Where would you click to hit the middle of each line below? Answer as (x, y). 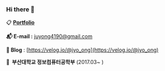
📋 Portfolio (20, 22)
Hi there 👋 (21, 9)
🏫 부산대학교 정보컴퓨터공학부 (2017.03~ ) (55, 62)
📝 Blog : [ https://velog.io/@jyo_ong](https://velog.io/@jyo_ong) (82, 50)
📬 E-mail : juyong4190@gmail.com (49, 36)
